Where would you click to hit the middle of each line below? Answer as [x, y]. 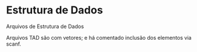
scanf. [14, 44]
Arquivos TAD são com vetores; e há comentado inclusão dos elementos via [99, 37]
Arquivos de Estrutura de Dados [45, 26]
